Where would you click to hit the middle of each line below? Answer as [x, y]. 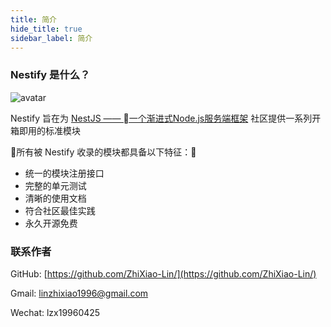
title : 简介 [33, 19]
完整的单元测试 [55, 185]
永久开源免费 [51, 223]
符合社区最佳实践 [60, 210]
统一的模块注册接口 [64, 173]
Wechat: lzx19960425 [55, 312]
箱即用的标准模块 [45, 130]
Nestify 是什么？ [50, 75]
